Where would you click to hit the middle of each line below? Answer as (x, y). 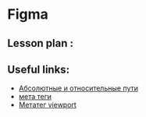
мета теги (35, 97)
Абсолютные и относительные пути (78, 88)
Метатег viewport (48, 105)
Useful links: (39, 69)
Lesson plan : (41, 43)
